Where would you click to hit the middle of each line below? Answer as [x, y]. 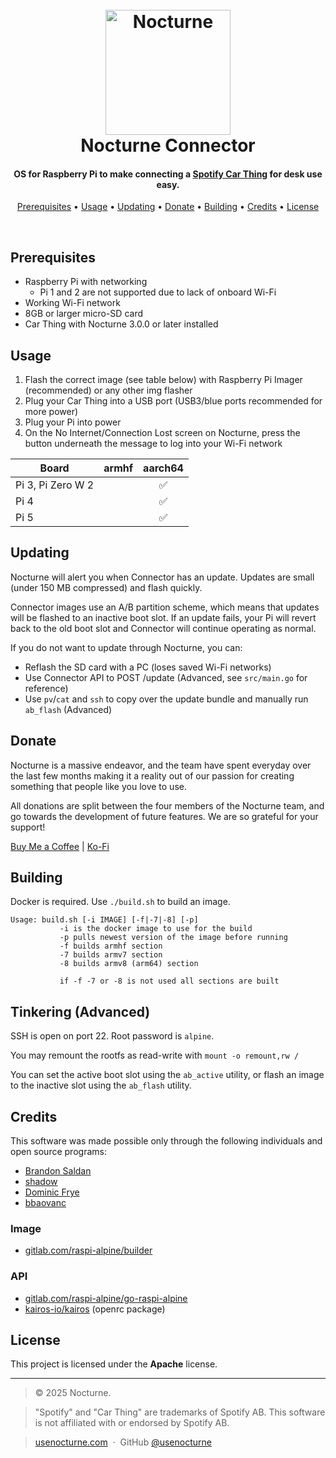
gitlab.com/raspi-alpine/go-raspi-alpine [106, 1298]
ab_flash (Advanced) [68, 709]
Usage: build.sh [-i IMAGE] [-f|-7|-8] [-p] [104, 920]
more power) [51, 412]
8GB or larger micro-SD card [84, 314]
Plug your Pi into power [73, 422]
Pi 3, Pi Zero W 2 [55, 485]
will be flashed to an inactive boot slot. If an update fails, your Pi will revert [163, 617]
